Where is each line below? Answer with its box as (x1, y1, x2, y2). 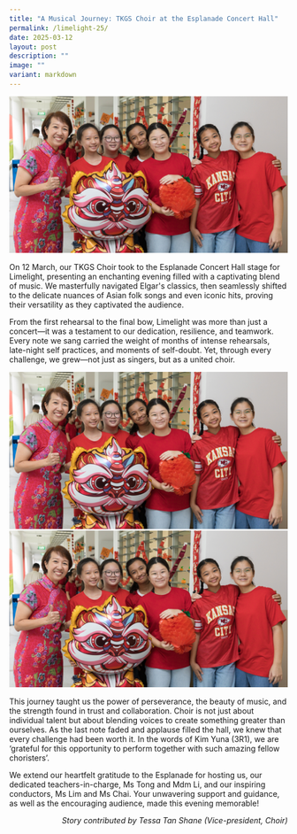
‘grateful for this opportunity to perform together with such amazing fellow (9, 744, 280, 754)
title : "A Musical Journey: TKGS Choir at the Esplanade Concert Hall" (9, 14, 278, 23)
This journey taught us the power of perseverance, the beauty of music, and (9, 696, 287, 707)
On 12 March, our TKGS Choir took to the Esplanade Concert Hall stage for (9, 262, 280, 273)
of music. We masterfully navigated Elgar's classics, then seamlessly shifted (9, 281, 287, 291)
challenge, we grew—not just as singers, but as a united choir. (9, 354, 236, 365)
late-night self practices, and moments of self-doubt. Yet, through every (9, 345, 271, 356)
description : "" (9, 51, 69, 61)
